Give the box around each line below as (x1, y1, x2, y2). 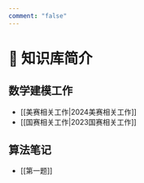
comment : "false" (8, 11, 68, 20)
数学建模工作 (8, 84, 73, 98)
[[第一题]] (20, 166, 53, 176)
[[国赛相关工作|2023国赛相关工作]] (20, 117, 137, 126)
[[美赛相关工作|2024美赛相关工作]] (20, 107, 137, 117)
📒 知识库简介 (8, 49, 94, 67)
